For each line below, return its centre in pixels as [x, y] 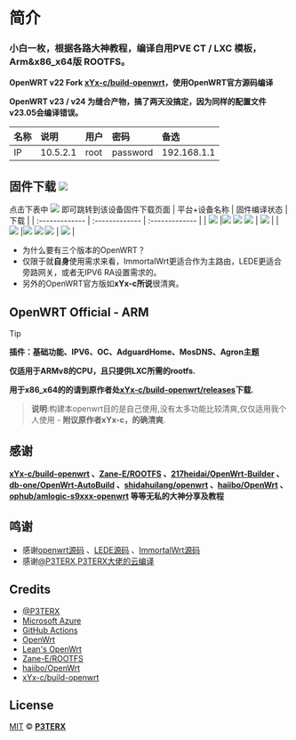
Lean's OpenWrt [52, 649]
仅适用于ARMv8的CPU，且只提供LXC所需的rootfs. [102, 371]
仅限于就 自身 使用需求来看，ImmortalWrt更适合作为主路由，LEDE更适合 [152, 261]
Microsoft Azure [52, 621]
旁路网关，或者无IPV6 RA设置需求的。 [92, 272]
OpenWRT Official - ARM [79, 312]
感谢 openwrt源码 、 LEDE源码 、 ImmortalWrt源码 [111, 549]
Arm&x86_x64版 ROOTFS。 [70, 61]
